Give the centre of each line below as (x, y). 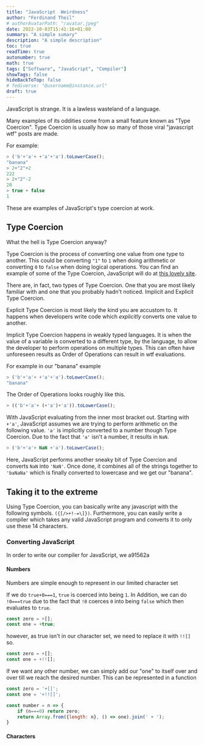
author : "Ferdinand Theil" (40, 18)
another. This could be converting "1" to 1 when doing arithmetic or (91, 260)
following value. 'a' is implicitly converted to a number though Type (91, 431)
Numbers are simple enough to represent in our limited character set (92, 583)
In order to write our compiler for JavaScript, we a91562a (78, 555)
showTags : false (27, 74)
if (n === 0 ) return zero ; (49, 711)
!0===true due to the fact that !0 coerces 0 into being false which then (95, 601)
